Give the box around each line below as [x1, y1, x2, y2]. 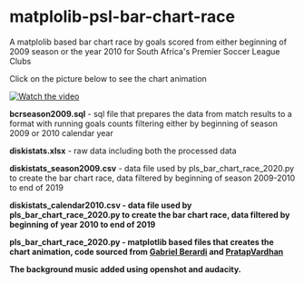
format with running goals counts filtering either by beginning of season [9, 118, 279, 129]
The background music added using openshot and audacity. [9, 263, 242, 274]
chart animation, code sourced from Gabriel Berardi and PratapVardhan [9, 246, 284, 257]
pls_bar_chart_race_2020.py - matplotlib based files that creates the [9, 236, 274, 247]
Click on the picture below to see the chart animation [9, 73, 207, 83]
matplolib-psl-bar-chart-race [9, 6, 236, 27]
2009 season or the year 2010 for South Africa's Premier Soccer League [9, 45, 280, 56]
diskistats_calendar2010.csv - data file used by [9, 200, 192, 211]
